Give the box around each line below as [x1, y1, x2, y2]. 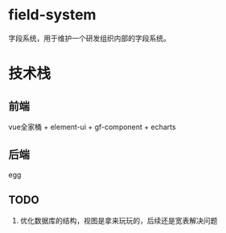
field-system [8, 6, 97, 24]
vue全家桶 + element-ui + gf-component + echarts [8, 122, 176, 131]
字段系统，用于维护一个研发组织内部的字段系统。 [8, 33, 171, 43]
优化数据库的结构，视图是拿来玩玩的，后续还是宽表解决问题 [19, 215, 218, 225]
